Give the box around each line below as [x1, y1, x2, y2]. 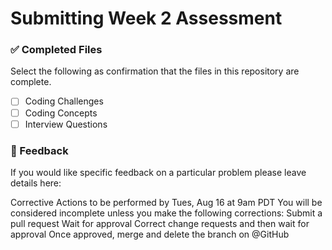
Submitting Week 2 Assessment [10, 7, 283, 30]
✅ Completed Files [10, 43, 103, 57]
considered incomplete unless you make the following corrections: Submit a [10, 207, 323, 219]
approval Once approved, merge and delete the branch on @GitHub [10, 228, 290, 240]
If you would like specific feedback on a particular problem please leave [10, 166, 307, 178]
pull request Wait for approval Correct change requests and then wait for [10, 217, 310, 229]
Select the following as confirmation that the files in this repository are [10, 65, 300, 77]
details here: [10, 177, 62, 189]
